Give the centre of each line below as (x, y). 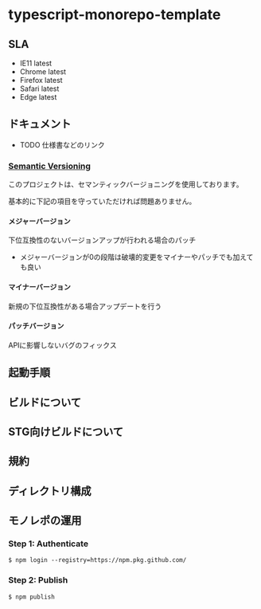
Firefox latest (41, 80)
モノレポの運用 (45, 521)
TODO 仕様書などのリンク (62, 144)
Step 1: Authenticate (49, 544)
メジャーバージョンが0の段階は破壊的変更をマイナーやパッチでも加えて (136, 257)
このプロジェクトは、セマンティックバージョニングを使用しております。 (126, 184)
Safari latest (39, 88)
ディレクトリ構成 (50, 491)
